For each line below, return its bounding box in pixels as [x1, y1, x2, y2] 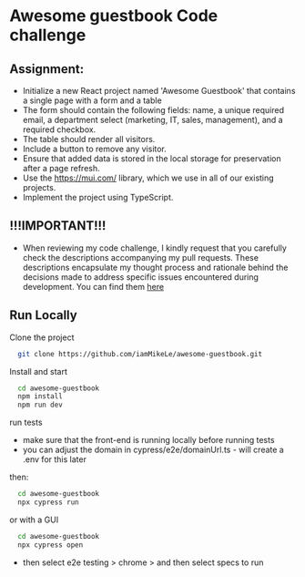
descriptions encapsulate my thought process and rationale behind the [22, 262, 289, 273]
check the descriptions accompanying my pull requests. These [22, 252, 259, 263]
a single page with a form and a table [22, 95, 162, 106]
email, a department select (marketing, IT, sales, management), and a [22, 115, 284, 125]
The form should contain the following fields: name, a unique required [22, 105, 285, 115]
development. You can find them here [22, 281, 165, 292]
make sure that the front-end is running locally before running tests [22, 435, 275, 446]
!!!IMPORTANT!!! [9, 218, 107, 233]
